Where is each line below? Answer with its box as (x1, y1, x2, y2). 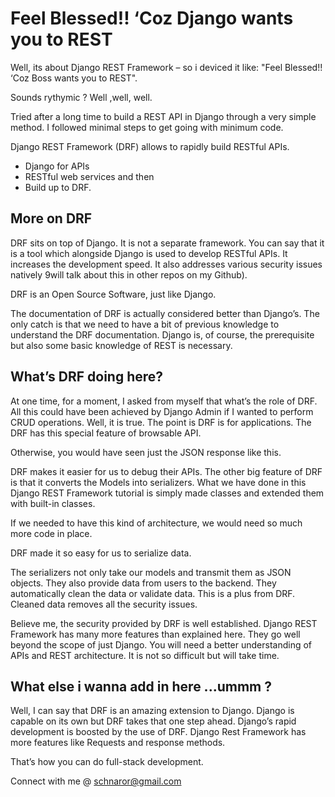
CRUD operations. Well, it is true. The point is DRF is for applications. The (10, 416, 312, 428)
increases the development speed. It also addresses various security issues (10, 258, 323, 270)
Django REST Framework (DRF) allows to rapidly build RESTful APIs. (10, 140, 290, 152)
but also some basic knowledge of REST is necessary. (10, 339, 233, 351)
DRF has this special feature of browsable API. (10, 427, 202, 439)
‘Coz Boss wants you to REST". (10, 72, 138, 84)
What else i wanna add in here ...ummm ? (10, 678, 272, 695)
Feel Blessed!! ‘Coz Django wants (10, 7, 294, 30)
